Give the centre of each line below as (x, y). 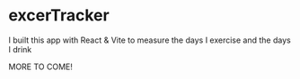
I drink (20, 49)
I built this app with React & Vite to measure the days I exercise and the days (150, 40)
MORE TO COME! (40, 67)
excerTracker (59, 16)
